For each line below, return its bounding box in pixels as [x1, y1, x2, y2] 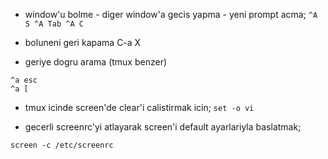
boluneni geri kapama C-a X [24, 37, 142, 48]
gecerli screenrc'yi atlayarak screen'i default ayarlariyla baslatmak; [24, 121, 302, 133]
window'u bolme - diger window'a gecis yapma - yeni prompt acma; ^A [24, 9, 318, 20]
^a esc [10, 75, 38, 85]
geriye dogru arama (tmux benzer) [24, 56, 168, 68]
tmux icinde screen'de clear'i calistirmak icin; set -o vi [24, 102, 255, 113]
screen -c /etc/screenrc [10, 140, 114, 150]
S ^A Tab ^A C [24, 19, 84, 29]
